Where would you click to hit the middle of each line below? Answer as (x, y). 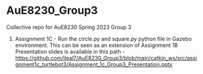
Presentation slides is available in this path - (70, 51)
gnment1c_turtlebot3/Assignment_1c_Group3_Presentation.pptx (94, 64)
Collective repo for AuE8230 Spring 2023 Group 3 (69, 27)
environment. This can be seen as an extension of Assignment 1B (96, 45)
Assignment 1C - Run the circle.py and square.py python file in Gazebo (103, 39)
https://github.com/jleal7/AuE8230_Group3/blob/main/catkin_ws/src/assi (106, 58)
